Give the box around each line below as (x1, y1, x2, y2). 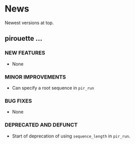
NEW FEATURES (5, 49, 45, 56)
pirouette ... (5, 34, 42, 43)
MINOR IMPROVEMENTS (5, 74, 66, 81)
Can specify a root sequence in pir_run (12, 85, 94, 91)
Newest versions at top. (5, 20, 54, 26)
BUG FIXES (5, 97, 32, 104)
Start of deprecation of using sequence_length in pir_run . (12, 133, 130, 139)
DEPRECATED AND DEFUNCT (5, 121, 78, 128)
